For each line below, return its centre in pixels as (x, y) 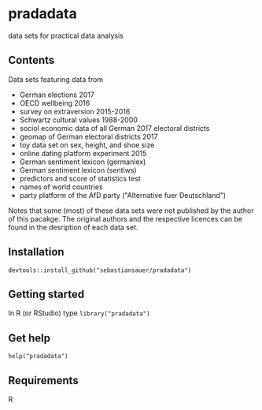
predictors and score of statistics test (80, 178)
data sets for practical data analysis (66, 35)
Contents (31, 60)
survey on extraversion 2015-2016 (75, 111)
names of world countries (61, 187)
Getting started (46, 294)
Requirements (43, 380)
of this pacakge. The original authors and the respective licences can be (125, 218)
